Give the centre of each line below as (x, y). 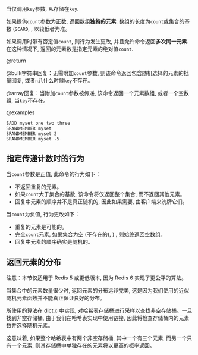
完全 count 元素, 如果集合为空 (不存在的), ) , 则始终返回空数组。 (90, 234)
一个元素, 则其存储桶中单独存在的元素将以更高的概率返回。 (83, 345)
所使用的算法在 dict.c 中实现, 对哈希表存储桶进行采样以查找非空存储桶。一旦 (99, 310)
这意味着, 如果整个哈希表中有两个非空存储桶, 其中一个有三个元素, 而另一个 (97, 338)
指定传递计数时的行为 (45, 158)
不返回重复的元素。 (38, 187)
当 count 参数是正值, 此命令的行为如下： (54, 174)
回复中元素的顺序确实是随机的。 (54, 241)
